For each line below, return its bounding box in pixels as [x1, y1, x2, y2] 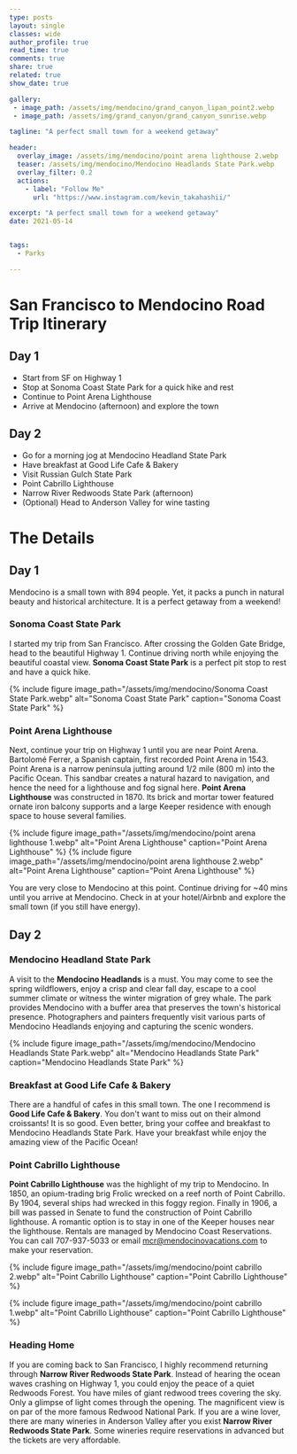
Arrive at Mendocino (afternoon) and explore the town [21, 400, 219, 411]
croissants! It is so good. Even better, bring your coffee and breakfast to [9, 1118, 271, 1129]
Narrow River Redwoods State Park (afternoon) [21, 487, 194, 498]
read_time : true [9, 46, 69, 55]
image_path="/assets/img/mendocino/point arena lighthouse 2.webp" [9, 856, 263, 867]
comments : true [9, 54, 65, 63]
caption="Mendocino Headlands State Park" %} [9, 1056, 184, 1068]
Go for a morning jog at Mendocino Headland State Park [21, 449, 227, 461]
